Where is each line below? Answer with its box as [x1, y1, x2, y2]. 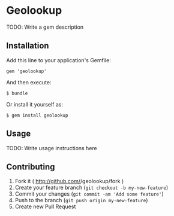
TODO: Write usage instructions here [6, 144, 97, 151]
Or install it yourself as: [6, 101, 63, 108]
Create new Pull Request [14, 203, 76, 210]
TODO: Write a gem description [6, 23, 84, 31]
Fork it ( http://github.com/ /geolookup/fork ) [14, 178, 124, 185]
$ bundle [6, 90, 28, 96]
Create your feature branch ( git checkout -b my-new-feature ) [14, 184, 169, 191]
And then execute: [6, 78, 52, 86]
